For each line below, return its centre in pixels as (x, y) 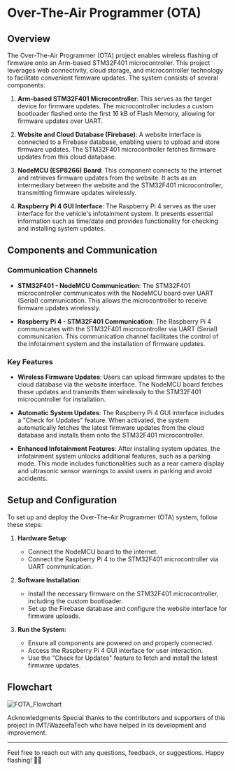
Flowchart (30, 687)
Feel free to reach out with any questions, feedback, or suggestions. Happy (116, 752)
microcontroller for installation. (62, 399)
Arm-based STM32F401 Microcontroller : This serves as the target (114, 99)
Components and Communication (82, 251)
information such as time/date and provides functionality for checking (118, 221)
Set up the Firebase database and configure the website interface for (127, 608)
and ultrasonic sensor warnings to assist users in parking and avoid (114, 470)
